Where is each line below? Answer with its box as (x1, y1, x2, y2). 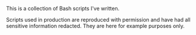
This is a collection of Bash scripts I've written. (6, 5, 120, 12)
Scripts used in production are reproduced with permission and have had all (6, 16, 191, 23)
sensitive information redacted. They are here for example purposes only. (6, 23, 185, 29)
